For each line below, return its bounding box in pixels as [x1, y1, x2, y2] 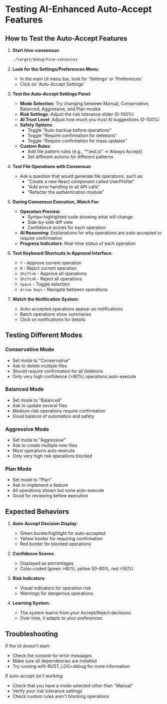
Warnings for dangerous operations [19, 590, 93, 596]
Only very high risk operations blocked [12, 453, 92, 459]
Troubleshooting [5, 629, 58, 638]
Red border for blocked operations [19, 541, 91, 547]
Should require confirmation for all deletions [12, 368, 103, 374]
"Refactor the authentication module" [27, 189, 104, 195]
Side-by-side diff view [27, 219, 73, 225]
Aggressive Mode [5, 426, 49, 433]
